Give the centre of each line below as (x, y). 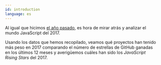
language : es (18, 14)
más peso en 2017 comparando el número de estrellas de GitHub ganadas (79, 47)
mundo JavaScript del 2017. (33, 33)
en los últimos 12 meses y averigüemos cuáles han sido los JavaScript (75, 52)
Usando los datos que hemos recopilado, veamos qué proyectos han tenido (80, 42)
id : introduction (23, 9)
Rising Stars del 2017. (26, 57)
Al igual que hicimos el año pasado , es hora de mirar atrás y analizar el (76, 27)
